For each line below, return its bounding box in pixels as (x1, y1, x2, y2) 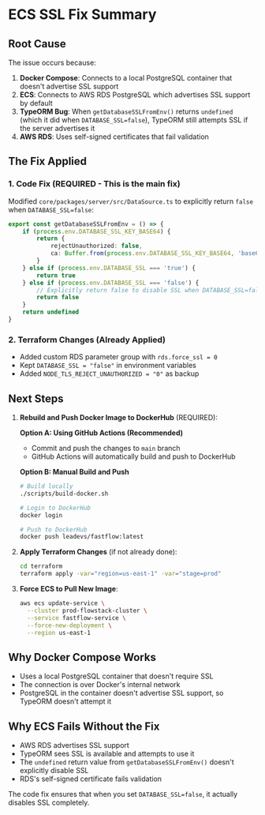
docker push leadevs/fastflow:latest (19, 533, 144, 541)
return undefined (22, 308, 80, 317)
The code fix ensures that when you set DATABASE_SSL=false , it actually (8, 790, 238, 799)
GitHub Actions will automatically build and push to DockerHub (31, 452, 236, 461)
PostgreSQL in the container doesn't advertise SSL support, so (19, 689, 224, 698)
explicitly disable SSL (19, 766, 89, 776)
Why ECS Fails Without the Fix (8, 719, 160, 733)
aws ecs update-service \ (19, 599, 105, 607)
